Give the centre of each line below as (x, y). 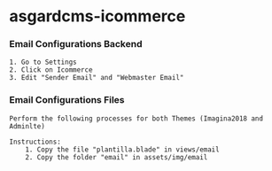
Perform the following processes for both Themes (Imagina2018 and (136, 118)
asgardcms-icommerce (97, 16)
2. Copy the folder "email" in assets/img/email (117, 157)
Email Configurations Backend (76, 44)
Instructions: (35, 142)
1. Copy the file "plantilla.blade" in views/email (122, 149)
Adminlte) (27, 126)
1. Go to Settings (43, 62)
